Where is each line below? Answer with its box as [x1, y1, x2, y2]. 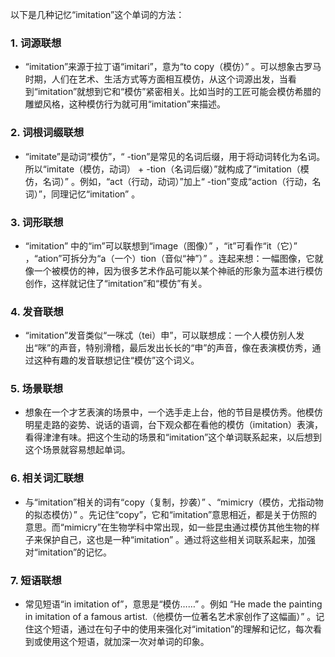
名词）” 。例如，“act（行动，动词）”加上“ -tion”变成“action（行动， [42, 175, 313, 187]
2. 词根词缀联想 [10, 126, 85, 140]
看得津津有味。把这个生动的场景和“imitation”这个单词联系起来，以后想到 [24, 431, 323, 443]
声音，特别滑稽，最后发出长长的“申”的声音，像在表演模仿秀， [59, 342, 313, 354]
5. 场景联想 [10, 382, 64, 396]
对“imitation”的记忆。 [24, 546, 113, 558]
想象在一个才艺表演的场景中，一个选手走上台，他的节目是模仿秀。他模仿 [24, 406, 323, 418]
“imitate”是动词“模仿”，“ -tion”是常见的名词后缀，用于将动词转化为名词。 [24, 150, 326, 162]
